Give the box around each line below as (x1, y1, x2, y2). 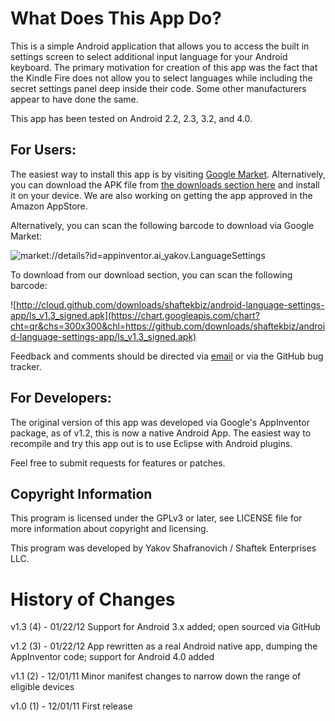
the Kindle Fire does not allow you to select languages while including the (10, 72, 313, 84)
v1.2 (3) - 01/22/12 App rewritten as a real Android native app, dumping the (10, 640, 318, 652)
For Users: (10, 142, 77, 159)
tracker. (10, 360, 42, 372)
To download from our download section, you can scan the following (10, 268, 293, 281)
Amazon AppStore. (10, 200, 88, 212)
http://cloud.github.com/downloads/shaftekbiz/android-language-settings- (16, 298, 325, 311)
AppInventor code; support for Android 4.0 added (10, 651, 215, 663)
